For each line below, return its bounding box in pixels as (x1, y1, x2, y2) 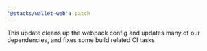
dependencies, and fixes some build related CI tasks (7, 35, 156, 44)
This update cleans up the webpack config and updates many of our (7, 29, 200, 37)
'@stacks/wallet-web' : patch (7, 10, 90, 17)
